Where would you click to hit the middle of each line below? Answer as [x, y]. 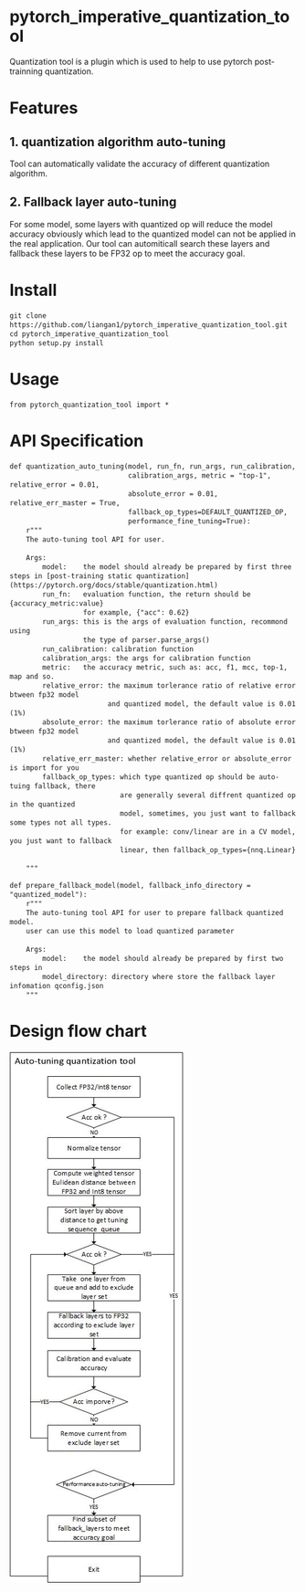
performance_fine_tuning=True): [189, 521]
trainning [26, 71]
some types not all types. [61, 822]
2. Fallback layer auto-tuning [93, 202]
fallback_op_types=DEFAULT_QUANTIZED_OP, [207, 512]
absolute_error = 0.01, [173, 494]
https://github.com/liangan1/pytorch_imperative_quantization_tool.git [148, 325]
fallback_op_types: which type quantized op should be [149, 777]
